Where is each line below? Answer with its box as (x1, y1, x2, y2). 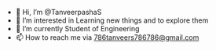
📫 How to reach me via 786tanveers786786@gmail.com (15, 33, 200, 42)
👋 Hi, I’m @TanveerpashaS (15, 8, 102, 16)
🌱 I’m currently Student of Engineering (15, 24, 140, 33)
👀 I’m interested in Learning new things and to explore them (15, 16, 209, 25)
